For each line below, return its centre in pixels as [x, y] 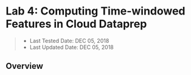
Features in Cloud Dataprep [76, 24]
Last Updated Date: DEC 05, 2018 [71, 47]
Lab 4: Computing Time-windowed [96, 11]
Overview [25, 66]
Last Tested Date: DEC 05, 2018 [69, 41]
